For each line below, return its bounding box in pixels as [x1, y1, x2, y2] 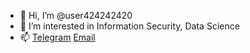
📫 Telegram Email [19, 31, 96, 43]
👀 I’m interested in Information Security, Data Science [19, 20, 240, 32]
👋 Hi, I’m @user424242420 [19, 10, 133, 21]
